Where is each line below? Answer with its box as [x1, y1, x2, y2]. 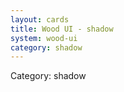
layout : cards [10, 14, 70, 25]
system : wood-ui [10, 33, 78, 43]
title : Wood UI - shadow [10, 24, 114, 34]
